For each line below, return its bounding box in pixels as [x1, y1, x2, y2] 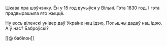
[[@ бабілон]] [5, 35, 35, 41]
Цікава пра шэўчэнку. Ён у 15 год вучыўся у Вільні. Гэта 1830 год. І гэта [5, 5, 160, 11]
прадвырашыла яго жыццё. [5, 10, 65, 16]
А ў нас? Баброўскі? [5, 25, 49, 31]
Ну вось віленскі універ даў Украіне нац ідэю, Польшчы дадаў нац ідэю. [5, 20, 162, 26]
